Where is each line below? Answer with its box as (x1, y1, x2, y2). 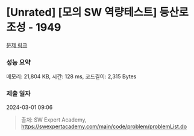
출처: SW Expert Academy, (20, 116, 87, 123)
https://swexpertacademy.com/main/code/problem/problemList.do (20, 123, 187, 130)
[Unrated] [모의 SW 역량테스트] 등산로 (6, 5, 189, 19)
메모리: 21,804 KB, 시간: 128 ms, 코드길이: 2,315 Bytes (6, 73, 137, 80)
